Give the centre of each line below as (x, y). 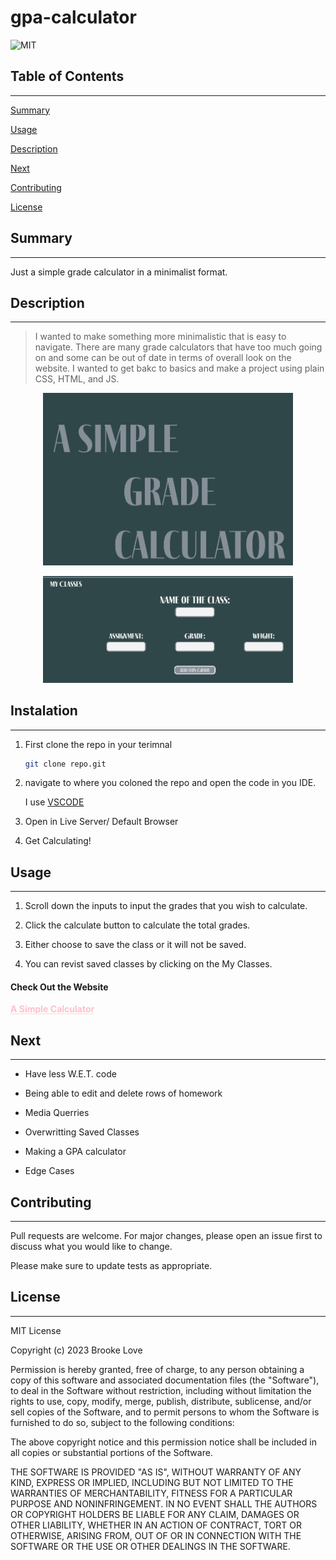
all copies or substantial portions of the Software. (111, 1452)
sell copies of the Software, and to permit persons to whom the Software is (165, 1412)
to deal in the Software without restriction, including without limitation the (161, 1390)
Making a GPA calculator (75, 1152)
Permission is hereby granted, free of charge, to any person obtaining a (157, 1369)
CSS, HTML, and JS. (77, 379)
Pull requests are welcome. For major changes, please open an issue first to (166, 1236)
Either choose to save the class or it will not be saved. (135, 945)
